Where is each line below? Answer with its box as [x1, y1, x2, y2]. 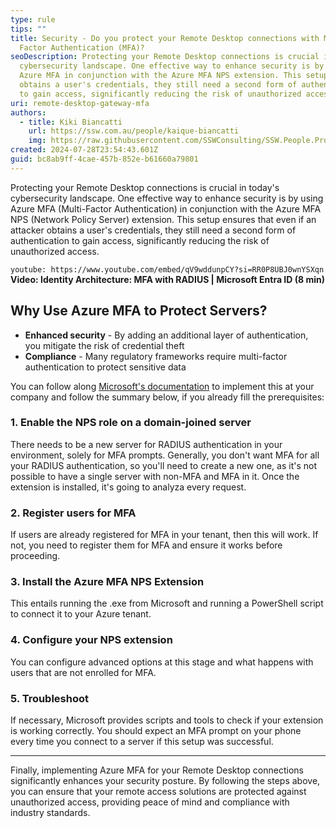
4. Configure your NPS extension [10, 633, 173, 647]
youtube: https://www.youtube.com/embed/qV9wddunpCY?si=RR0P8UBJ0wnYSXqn [10, 264, 325, 275]
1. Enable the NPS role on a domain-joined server [10, 416, 252, 430]
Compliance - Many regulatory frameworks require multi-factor [24, 350, 288, 362]
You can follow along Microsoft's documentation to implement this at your [10, 380, 315, 392]
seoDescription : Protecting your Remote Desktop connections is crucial [10, 52, 320, 62]
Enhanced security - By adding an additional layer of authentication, [24, 329, 309, 341]
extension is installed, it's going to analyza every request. [10, 481, 247, 493]
